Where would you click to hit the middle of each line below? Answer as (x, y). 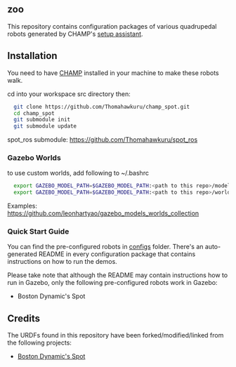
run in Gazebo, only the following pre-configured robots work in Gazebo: (112, 283)
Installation (32, 56)
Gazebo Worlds (34, 158)
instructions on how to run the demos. (62, 262)
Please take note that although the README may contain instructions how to (118, 275)
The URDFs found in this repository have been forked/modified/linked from (116, 335)
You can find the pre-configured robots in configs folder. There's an (105, 247)
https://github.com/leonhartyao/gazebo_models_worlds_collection (103, 213)
